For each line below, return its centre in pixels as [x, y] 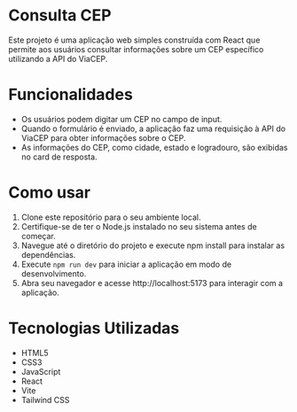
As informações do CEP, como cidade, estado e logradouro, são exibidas [154, 147]
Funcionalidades [71, 95]
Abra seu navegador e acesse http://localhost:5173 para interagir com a [152, 283]
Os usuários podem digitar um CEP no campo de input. [121, 119]
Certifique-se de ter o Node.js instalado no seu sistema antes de [139, 226]
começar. [39, 236]
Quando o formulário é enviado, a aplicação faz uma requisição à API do [153, 128]
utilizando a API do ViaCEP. [58, 58]
